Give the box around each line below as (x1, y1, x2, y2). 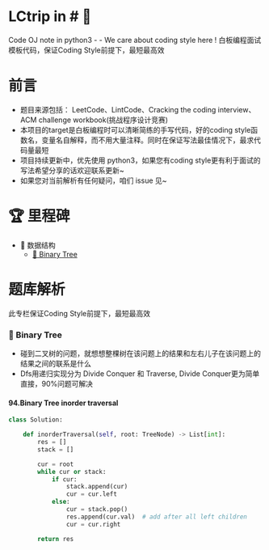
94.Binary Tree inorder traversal (8, 398, 119, 408)
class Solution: (8, 416, 63, 424)
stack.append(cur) (65, 483, 128, 491)
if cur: (51, 475, 78, 484)
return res (37, 535, 74, 543)
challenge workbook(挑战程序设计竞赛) (38, 115, 168, 125)
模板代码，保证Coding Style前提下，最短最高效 (8, 44, 165, 55)
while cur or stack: (37, 467, 107, 476)
